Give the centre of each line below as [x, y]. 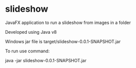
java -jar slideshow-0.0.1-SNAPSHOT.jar [46, 60]
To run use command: [27, 51]
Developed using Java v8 [31, 32]
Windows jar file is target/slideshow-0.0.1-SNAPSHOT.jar [63, 41]
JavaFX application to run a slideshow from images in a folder [68, 23]
